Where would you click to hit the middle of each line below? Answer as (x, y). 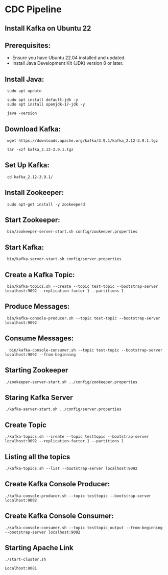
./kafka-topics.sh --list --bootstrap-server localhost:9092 (71, 468)
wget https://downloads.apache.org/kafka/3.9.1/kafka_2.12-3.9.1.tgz (82, 141)
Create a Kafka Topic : (40, 275)
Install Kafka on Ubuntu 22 (48, 28)
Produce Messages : (37, 306)
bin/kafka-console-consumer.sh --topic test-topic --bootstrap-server (86, 350)
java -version (22, 113)
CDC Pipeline (33, 9)
